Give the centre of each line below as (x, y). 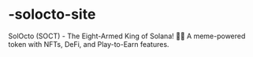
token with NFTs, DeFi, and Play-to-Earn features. (89, 44)
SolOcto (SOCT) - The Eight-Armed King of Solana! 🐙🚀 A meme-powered (127, 36)
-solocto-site (52, 14)
